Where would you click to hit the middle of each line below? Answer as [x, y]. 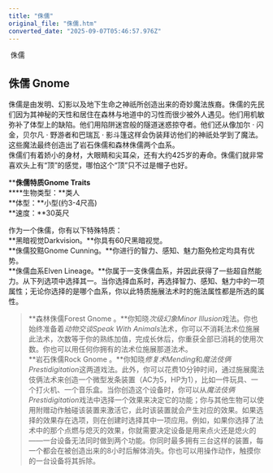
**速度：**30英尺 [39, 213]
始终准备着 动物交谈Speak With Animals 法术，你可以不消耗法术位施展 [144, 329]
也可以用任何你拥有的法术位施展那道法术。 [121, 349]
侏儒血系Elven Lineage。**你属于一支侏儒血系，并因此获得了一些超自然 [135, 271]
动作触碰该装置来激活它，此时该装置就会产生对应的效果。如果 [153, 410]
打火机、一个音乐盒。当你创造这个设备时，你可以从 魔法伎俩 [135, 390]
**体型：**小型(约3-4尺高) [53, 203]
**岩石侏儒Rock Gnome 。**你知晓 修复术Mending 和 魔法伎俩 [130, 359]
